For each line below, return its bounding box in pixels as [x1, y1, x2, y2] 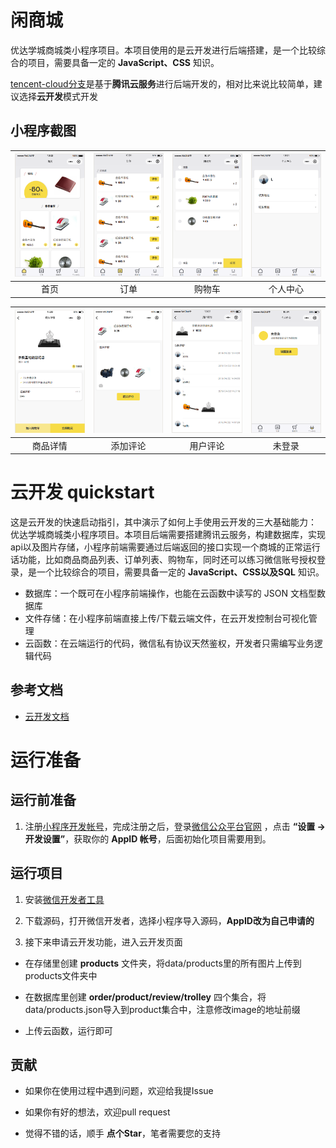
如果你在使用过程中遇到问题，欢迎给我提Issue [24, 1085, 214, 1097]
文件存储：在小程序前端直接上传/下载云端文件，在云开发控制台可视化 [24, 612, 309, 625]
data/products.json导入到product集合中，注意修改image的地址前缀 [24, 1003, 301, 1015]
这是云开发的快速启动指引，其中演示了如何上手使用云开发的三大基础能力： [10, 516, 317, 528]
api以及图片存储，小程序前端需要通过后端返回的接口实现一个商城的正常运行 [10, 541, 321, 553]
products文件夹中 [24, 969, 98, 981]
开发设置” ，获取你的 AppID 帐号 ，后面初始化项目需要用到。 [24, 832, 272, 845]
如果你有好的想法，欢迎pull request [24, 1106, 171, 1118]
